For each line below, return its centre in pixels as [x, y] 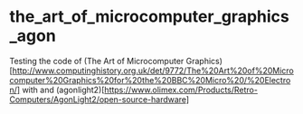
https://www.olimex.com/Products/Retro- [180, 90]
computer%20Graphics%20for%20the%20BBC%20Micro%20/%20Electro [150, 80]
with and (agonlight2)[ [63, 90]
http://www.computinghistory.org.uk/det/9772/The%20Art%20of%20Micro [153, 71]
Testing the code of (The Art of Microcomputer [97, 61]
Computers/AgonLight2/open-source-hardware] [99, 99]
